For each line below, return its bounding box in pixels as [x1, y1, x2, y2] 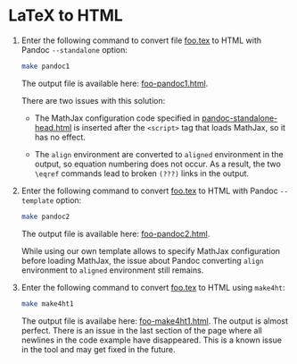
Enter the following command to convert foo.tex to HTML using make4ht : [21, 282, 285, 292]
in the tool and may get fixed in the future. [21, 343, 176, 354]
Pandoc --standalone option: [21, 44, 128, 55]
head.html [34, 122, 72, 132]
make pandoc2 [21, 212, 70, 221]
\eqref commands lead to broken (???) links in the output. [34, 167, 250, 179]
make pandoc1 [21, 62, 70, 71]
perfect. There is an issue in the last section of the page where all [21, 325, 262, 335]
